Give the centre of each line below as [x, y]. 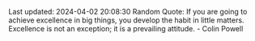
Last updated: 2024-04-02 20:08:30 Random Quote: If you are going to [128, 12]
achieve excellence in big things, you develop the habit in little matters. [126, 20]
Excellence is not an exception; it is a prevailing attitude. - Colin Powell [126, 29]
